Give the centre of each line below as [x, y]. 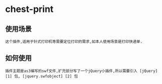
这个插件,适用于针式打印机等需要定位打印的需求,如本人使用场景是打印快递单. [74, 41]
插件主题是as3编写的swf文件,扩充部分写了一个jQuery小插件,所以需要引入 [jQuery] [82, 71]
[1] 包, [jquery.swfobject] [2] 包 [42, 76]
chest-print [29, 9]
